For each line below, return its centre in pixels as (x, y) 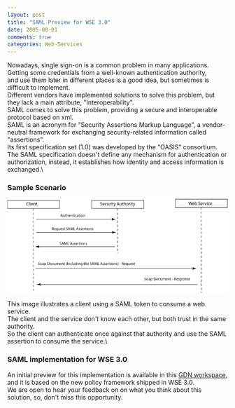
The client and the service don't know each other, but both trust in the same (117, 319)
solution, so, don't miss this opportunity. (65, 397)
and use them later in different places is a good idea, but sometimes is (108, 80)
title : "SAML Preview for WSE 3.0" (59, 22)
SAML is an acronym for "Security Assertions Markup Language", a (104, 125)
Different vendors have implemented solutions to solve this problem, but (111, 95)
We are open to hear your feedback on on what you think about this (105, 390)
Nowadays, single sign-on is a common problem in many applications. (108, 65)
